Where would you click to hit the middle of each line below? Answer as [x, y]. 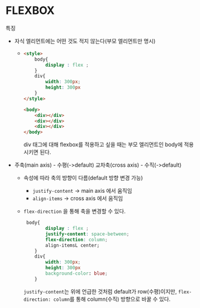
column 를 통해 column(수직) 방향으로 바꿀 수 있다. [112, 299]
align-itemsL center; [73, 245]
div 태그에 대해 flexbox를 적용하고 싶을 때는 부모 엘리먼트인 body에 [103, 145]
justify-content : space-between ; [87, 234]
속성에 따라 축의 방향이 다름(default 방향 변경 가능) [83, 178]
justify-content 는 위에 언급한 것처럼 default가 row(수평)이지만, [100, 291]
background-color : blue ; [76, 273]
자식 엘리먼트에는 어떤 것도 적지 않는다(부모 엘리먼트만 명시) [85, 41]
